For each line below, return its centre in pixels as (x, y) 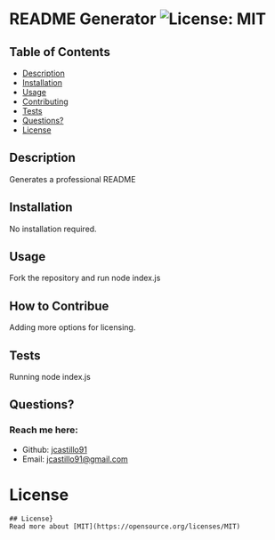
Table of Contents (60, 52)
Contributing (45, 101)
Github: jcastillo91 (54, 449)
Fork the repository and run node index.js (85, 278)
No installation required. (53, 229)
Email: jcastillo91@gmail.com (75, 459)
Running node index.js (50, 377)
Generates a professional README (73, 179)
